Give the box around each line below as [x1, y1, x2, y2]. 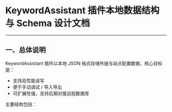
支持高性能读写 [12, 77, 45, 83]
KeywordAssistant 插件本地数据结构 [5, 5, 160, 16]
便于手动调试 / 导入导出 [12, 84, 62, 90]
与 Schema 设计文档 [5, 17, 90, 29]
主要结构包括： [5, 101, 37, 107]
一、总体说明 [5, 46, 46, 54]
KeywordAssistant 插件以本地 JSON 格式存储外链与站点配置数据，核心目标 [5, 60, 163, 66]
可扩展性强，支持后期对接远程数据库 [12, 90, 90, 96]
